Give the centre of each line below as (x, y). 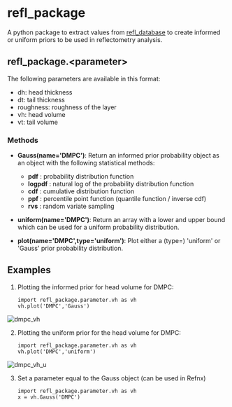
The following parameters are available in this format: (84, 78)
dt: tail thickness (41, 99)
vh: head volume (42, 114)
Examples (29, 270)
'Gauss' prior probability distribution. (70, 248)
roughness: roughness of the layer (67, 107)
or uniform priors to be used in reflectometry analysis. (85, 39)
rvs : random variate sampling (71, 206)
